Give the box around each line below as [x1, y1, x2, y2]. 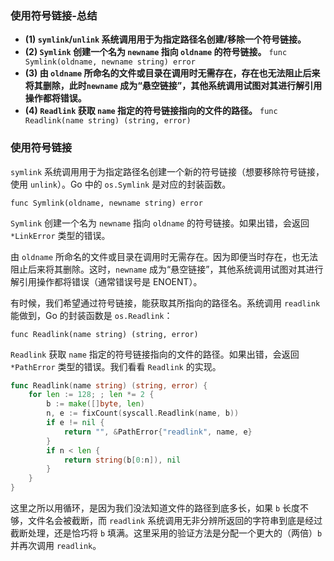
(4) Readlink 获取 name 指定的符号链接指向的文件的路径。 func [24, 105, 278, 117]
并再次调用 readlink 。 [10, 540, 102, 552]
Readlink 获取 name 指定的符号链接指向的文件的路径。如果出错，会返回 [10, 348, 300, 360]
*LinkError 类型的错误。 [10, 229, 111, 241]
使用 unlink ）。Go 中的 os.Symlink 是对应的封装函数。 [10, 178, 232, 190]
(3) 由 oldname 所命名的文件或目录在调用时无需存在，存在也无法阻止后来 [24, 67, 321, 79]
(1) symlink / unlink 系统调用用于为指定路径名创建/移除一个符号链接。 [24, 33, 307, 46]
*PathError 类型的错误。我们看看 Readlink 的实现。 [10, 360, 222, 372]
